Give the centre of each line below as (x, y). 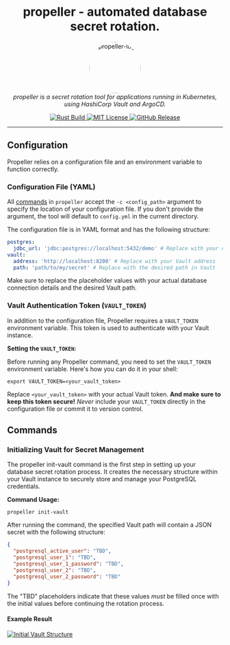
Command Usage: (33, 500)
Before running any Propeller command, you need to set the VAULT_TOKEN (109, 362)
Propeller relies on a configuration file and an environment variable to (105, 162)
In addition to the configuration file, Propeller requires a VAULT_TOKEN (103, 320)
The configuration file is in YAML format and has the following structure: (108, 229)
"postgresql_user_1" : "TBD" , (55, 558)
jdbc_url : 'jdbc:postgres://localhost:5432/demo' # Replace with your (116, 248)
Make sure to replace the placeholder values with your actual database (107, 281)
